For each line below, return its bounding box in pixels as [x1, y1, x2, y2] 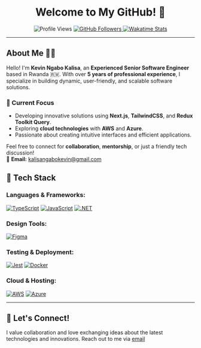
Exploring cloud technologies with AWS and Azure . [14, 125, 144, 132]
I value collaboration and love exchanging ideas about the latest [6, 329, 163, 336]
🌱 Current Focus [6, 98, 54, 107]
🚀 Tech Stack [6, 173, 56, 183]
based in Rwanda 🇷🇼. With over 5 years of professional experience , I [6, 70, 181, 77]
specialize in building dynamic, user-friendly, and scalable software [6, 77, 172, 84]
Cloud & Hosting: [6, 277, 57, 285]
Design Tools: [6, 219, 47, 228]
